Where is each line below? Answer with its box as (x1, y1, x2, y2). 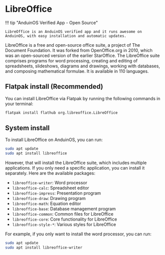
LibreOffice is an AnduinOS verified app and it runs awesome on (5, 29, 142, 34)
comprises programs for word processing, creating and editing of (5, 57, 138, 63)
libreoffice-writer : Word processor (12, 180, 88, 186)
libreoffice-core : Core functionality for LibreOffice (12, 216, 117, 222)
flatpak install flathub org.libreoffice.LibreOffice (5, 110, 118, 115)
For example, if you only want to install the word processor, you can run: (5, 231, 152, 237)
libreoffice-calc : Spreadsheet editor (12, 185, 90, 191)
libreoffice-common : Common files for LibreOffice (12, 211, 114, 217)
